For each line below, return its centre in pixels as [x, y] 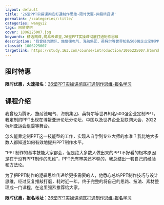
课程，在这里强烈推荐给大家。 [52, 187]
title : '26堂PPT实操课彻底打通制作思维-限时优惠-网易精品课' [61, 14]
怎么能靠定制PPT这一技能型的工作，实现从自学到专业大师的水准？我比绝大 [80, 136]
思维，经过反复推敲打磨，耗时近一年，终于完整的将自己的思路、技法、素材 [80, 182]
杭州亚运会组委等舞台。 [29, 126]
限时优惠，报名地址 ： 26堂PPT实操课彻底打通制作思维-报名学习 [68, 198]
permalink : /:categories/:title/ [39, 19]
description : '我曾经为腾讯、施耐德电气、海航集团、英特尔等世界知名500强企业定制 [80, 41]
